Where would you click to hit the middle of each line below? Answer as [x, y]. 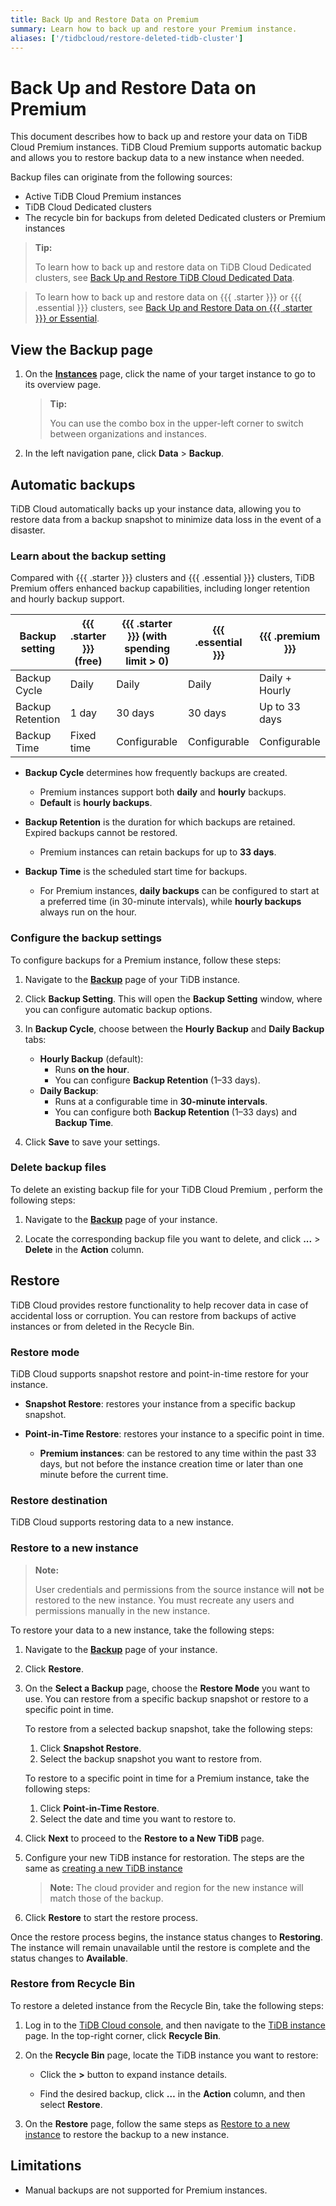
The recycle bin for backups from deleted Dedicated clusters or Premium [175, 218]
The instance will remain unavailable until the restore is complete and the [160, 1947]
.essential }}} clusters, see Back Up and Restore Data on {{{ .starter [173, 308]
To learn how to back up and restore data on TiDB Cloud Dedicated [173, 267]
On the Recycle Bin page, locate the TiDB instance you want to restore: [171, 2055]
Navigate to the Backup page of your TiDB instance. [132, 979]
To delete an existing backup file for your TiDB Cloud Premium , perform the [166, 1189]
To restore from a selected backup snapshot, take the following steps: [168, 1728]
